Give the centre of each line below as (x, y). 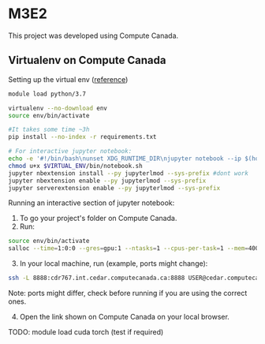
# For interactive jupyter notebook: (70, 151)
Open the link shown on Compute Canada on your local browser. (125, 317)
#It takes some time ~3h (49, 130)
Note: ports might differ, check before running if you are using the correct (128, 293)
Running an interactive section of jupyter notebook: (91, 203)
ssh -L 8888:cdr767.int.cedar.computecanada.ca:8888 (97, 278)
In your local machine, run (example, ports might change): (114, 264)
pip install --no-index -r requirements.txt (82, 137)
